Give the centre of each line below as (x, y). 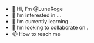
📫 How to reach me (36, 34)
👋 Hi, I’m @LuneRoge (37, 9)
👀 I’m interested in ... (36, 15)
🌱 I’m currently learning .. (42, 21)
